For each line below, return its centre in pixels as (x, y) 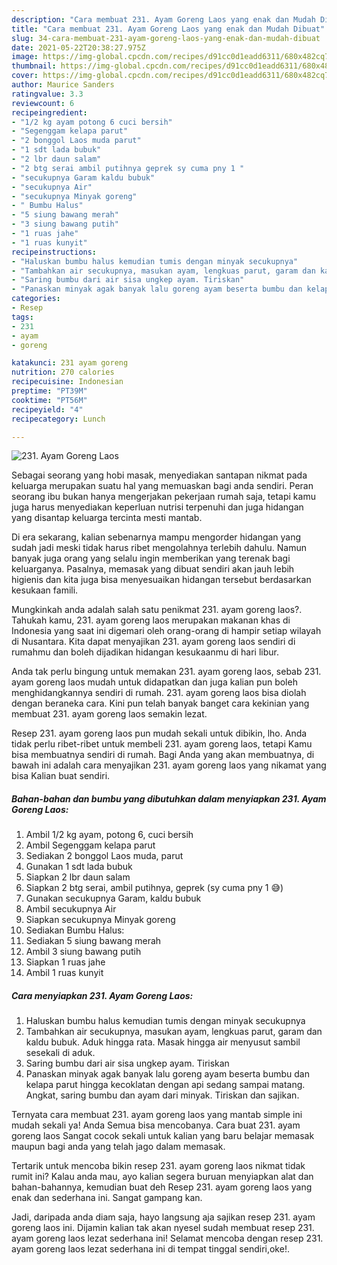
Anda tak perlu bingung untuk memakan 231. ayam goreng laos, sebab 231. (166, 672)
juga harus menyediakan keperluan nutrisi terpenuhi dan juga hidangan (157, 507)
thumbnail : (34, 66)
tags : (22, 317)
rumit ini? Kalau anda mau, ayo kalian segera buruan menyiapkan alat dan (162, 1177)
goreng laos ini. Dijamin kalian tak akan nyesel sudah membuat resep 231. (163, 1228)
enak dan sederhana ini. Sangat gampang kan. (107, 1198)
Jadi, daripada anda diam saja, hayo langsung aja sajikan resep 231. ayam (163, 1217)
